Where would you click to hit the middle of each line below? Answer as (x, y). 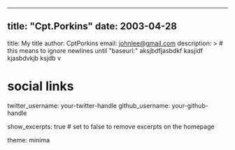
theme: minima (29, 140)
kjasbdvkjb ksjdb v (34, 58)
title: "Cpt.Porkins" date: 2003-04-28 (92, 26)
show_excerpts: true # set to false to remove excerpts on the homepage (111, 126)
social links (41, 86)
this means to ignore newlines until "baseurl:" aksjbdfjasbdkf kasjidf (105, 50)
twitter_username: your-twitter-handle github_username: (89, 105)
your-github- (190, 105)
